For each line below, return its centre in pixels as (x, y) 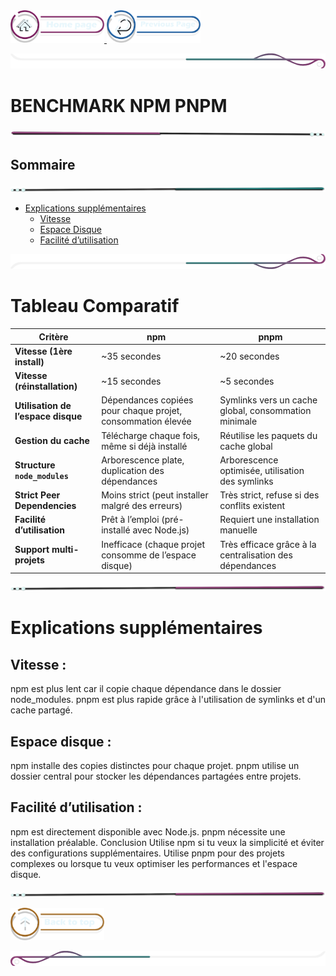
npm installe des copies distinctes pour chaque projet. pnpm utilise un (155, 766)
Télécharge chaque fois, (151, 435)
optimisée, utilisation (262, 470)
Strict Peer (37, 495)
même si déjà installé (144, 446)
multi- (65, 550)
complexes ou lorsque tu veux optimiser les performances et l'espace (154, 863)
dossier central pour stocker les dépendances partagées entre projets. (156, 776)
